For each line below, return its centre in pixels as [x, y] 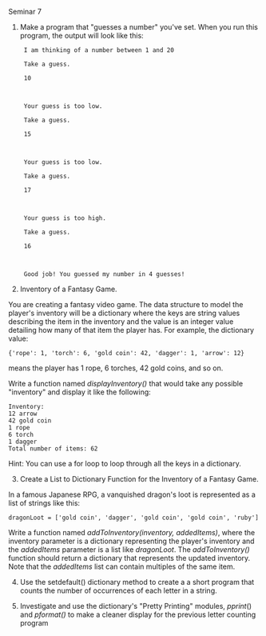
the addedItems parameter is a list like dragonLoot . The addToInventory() [129, 550]
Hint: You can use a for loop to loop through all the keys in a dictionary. [125, 464]
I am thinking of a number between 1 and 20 [99, 50]
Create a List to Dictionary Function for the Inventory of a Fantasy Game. [139, 479]
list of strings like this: [44, 503]
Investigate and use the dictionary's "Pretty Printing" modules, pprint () [136, 606]
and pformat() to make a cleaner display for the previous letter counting [138, 614]
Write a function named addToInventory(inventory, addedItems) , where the [132, 532]
